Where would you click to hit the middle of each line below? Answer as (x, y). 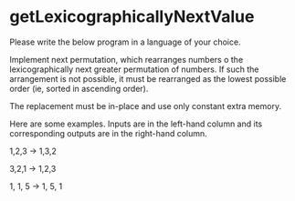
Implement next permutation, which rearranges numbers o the (126, 59)
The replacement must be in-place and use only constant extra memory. (145, 106)
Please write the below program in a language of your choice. (125, 42)
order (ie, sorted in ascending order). (79, 88)
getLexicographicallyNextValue (132, 17)
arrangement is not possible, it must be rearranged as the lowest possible (148, 78)
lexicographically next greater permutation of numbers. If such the (134, 69)
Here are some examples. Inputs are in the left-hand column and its (136, 124)
